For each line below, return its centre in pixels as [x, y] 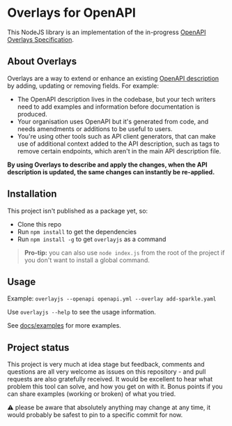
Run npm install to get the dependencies [77, 231]
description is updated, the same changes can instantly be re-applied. [111, 172]
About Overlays [42, 62]
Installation [32, 194]
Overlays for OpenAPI [71, 13]
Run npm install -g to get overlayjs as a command [92, 239]
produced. [32, 114]
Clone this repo [39, 224]
